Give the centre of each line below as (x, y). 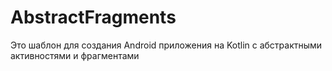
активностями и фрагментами (75, 55)
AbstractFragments (93, 17)
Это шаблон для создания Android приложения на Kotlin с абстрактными (166, 45)
